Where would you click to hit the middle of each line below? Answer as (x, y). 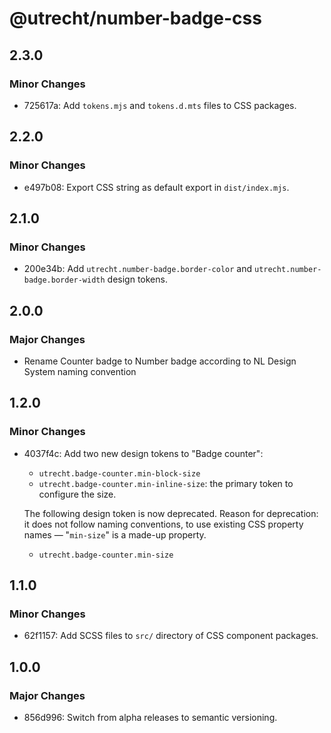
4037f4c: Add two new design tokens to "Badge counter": (143, 453)
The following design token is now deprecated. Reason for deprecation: (171, 513)
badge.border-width (64, 280)
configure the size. (77, 494)
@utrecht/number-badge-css (135, 18)
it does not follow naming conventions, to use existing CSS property (163, 524)
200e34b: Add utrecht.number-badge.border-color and (138, 269)
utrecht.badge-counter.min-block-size (119, 473)
